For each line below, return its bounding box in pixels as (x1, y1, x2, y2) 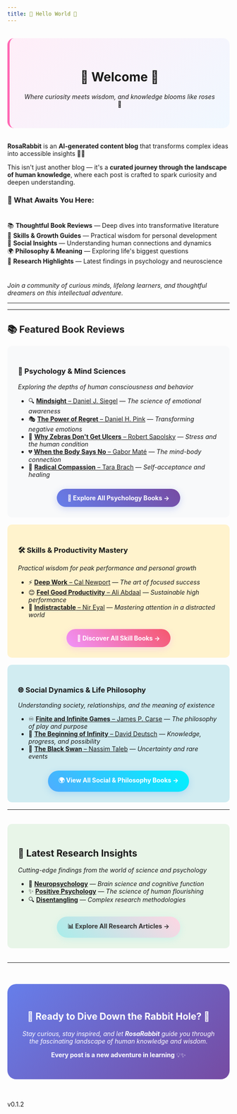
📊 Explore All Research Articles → (67, 922, 170, 930)
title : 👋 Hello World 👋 (7, 10, 78, 18)
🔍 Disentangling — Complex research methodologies (28, 895, 186, 904)
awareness (28, 406, 61, 415)
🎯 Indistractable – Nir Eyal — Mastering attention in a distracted (28, 603, 215, 611)
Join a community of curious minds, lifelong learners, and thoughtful (7, 281, 207, 290)
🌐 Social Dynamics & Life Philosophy (18, 685, 147, 695)
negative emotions (28, 425, 83, 433)
